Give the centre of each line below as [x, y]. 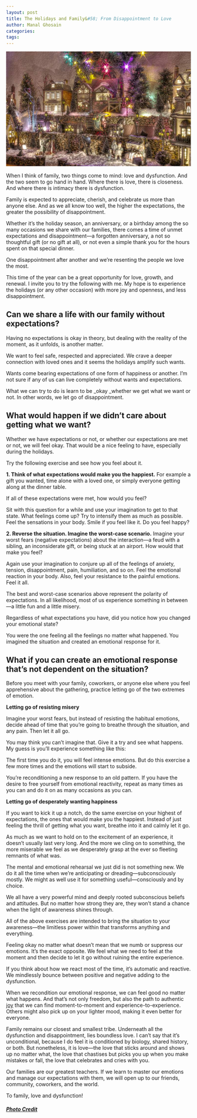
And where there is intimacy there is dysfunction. [65, 188]
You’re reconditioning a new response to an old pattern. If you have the [92, 778]
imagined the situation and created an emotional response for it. [83, 642]
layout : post [22, 12]
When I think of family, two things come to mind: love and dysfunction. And [97, 175]
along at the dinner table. [36, 487]
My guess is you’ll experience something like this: [66, 749]
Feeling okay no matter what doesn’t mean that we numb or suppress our [95, 945]
